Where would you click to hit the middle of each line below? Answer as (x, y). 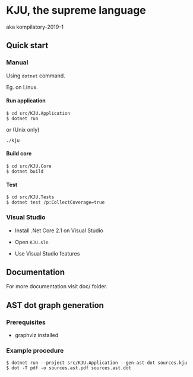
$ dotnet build (25, 172)
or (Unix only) (23, 129)
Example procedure (35, 350)
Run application (26, 101)
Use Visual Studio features (47, 253)
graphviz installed (37, 335)
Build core (19, 154)
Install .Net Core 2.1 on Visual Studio (59, 230)
